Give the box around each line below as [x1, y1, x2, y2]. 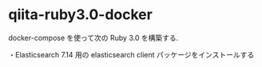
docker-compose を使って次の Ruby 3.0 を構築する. [8, 33, 179, 42]
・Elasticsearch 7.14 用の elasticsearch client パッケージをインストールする [8, 49, 255, 59]
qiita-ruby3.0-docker [8, 6, 153, 24]
